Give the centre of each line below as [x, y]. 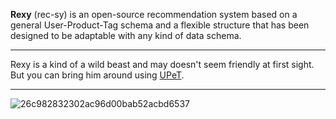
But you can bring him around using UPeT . [97, 75]
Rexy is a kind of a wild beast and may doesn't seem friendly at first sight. [162, 64]
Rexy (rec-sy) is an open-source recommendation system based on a [154, 14]
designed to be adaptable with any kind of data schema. [126, 35]
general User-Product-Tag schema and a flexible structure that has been [160, 25]
